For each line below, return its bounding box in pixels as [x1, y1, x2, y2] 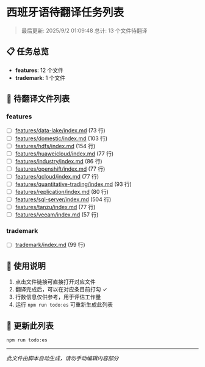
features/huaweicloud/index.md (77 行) [15, 150, 114, 157]
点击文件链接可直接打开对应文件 [15, 278, 96, 285]
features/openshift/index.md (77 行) [15, 165, 106, 173]
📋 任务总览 [6, 46, 49, 57]
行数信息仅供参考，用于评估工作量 [15, 293, 101, 301]
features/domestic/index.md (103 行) [15, 135, 108, 142]
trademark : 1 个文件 [15, 74, 66, 81]
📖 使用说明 [6, 260, 46, 271]
